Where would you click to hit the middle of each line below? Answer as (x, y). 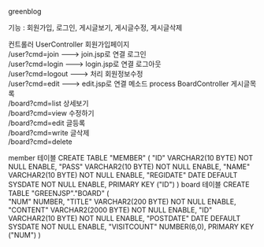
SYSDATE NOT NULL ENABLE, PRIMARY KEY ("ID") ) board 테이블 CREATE (129, 184)
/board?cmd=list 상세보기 (48, 103)
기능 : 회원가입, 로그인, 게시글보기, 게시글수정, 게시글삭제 (95, 28)
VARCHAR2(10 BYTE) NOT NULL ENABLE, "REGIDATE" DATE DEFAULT (123, 175)
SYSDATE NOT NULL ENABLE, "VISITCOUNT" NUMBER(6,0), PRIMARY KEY (131, 227)
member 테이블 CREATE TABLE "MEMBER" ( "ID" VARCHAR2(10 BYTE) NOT (131, 158)
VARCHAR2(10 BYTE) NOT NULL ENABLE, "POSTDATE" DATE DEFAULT (125, 218)
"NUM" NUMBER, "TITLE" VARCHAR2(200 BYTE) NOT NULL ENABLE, (122, 201)
